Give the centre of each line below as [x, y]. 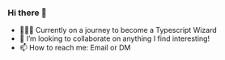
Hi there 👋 [28, 13]
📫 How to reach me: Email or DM [75, 48]
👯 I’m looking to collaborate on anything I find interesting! [115, 38]
